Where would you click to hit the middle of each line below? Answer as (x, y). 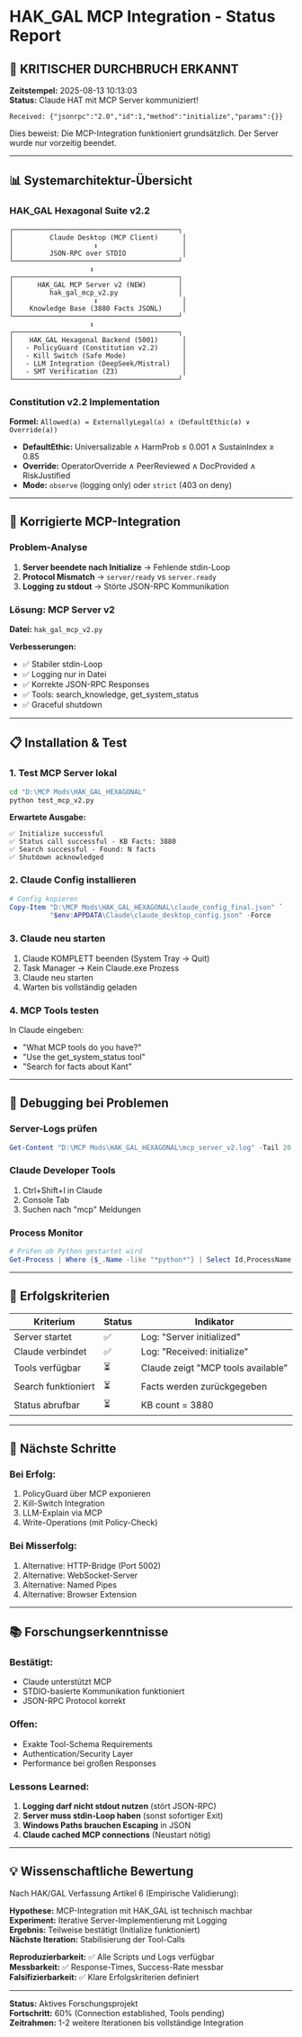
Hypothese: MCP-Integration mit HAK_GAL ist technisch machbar (131, 1910)
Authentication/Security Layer (78, 1753)
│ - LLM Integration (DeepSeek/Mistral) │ (98, 363)
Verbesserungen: (43, 647)
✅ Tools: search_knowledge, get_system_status (111, 694)
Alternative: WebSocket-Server (80, 1575)
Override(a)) (34, 430)
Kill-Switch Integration (63, 1503)
